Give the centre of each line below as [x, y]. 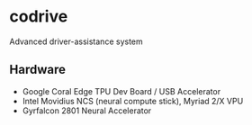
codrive [39, 17]
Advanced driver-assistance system [76, 41]
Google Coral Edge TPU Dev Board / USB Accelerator [121, 91]
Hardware [37, 70]
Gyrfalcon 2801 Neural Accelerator [87, 111]
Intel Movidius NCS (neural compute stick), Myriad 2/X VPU [133, 101]
